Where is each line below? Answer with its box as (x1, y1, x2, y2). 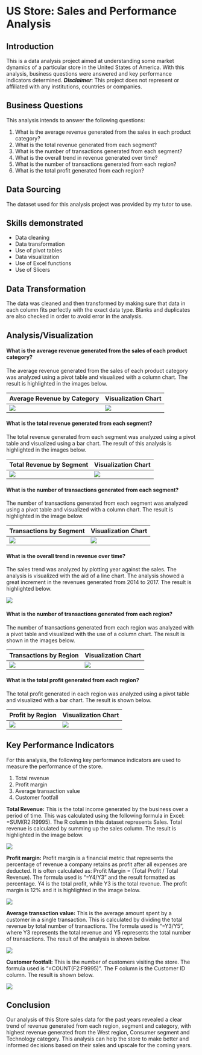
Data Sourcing (6, 185, 62, 195)
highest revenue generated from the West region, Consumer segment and (6, 1029, 190, 1036)
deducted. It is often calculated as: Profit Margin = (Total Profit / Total (6, 867, 178, 874)
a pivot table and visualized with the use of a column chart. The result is (6, 630, 185, 637)
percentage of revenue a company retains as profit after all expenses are (6, 861, 188, 868)
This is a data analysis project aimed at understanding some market (6, 58, 174, 64)
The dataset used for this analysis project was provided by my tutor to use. (6, 200, 192, 208)
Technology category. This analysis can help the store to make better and (6, 1035, 189, 1042)
